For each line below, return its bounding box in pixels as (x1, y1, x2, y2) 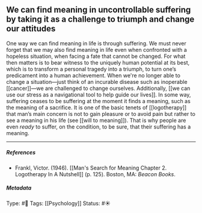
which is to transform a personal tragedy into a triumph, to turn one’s (6, 65, 176, 72)
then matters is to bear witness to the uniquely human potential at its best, (6, 59, 190, 66)
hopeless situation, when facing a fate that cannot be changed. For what (6, 52, 186, 60)
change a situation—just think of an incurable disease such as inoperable (6, 78, 188, 85)
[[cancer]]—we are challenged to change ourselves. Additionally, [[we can (6, 84, 191, 92)
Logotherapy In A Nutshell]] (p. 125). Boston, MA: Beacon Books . (14, 170, 176, 177)
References (6, 149, 36, 156)
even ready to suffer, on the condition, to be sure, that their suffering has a (6, 123, 191, 130)
